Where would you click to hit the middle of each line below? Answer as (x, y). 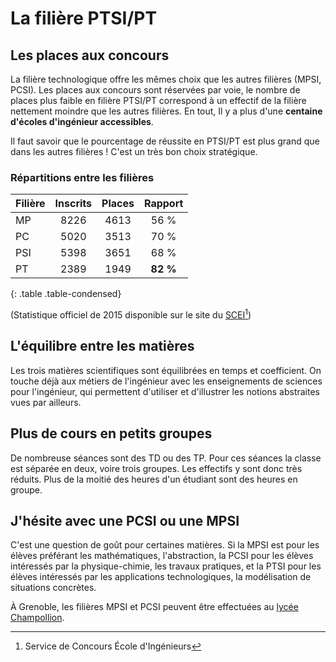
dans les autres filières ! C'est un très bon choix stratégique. (134, 151)
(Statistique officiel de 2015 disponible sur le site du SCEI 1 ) (131, 314)
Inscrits (73, 204)
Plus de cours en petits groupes (111, 433)
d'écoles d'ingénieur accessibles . (82, 121)
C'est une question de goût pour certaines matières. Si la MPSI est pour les (165, 545)
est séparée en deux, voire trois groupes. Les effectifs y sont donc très (156, 468)
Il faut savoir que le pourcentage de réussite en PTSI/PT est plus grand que (165, 141)
